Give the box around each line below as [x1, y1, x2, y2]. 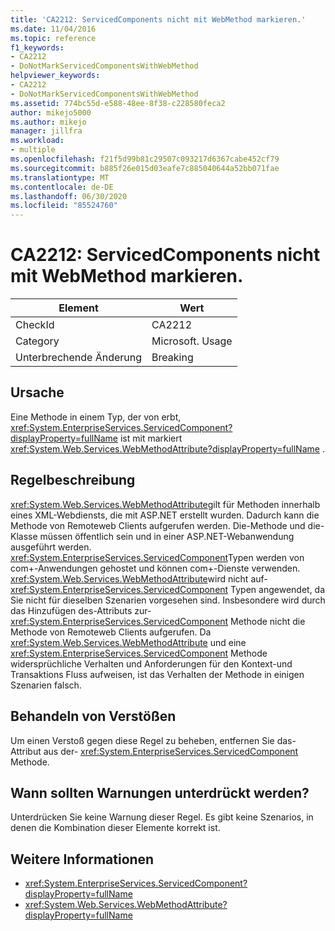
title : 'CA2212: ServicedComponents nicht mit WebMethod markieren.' [10, 14, 307, 25]
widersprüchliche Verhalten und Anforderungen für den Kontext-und [10, 657, 293, 670]
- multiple [10, 145, 56, 155]
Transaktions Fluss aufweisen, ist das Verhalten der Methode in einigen [10, 668, 305, 680]
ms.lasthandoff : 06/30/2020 [10, 191, 128, 201]
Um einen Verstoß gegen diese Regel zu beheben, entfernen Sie [10, 734, 275, 746]
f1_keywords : [10, 42, 65, 53]
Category [15, 334, 60, 348]
